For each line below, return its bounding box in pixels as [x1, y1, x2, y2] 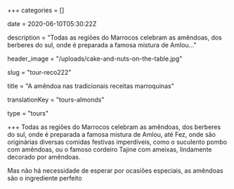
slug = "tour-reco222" [7, 68, 72, 76]
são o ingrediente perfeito [7, 174, 82, 182]
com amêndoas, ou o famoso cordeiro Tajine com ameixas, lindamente [7, 145, 212, 154]
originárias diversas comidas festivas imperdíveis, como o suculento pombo [7, 138, 227, 146]
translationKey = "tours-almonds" [7, 95, 105, 104]
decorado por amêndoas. [7, 153, 81, 161]
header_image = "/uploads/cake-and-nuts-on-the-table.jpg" [7, 54, 183, 63]
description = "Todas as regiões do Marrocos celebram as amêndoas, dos [7, 33, 223, 42]
